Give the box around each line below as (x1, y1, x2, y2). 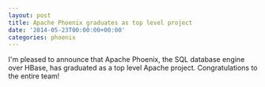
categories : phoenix (8, 33, 77, 42)
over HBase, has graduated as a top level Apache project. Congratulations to (8, 63, 258, 73)
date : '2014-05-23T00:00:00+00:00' (8, 26, 126, 34)
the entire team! (8, 71, 60, 81)
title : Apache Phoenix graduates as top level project (8, 19, 193, 27)
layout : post (8, 11, 51, 20)
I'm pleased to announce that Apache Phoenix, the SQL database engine (8, 55, 245, 64)
